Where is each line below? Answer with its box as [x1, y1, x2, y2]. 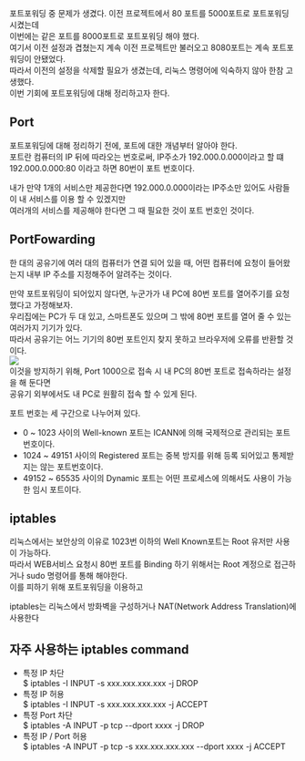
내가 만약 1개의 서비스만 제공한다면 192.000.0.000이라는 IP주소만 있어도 [9, 181, 267, 193]
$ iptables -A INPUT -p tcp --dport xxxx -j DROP [22, 720, 205, 731]
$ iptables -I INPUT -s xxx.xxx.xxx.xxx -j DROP [22, 678, 198, 689]
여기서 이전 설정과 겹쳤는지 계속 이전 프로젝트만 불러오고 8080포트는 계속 [9, 42, 270, 53]
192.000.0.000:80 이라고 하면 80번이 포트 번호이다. [9, 162, 196, 173]
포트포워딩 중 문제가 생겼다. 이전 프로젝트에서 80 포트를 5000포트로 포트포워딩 [9, 8, 290, 18]
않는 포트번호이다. [39, 461, 104, 472]
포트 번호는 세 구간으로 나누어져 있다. [9, 407, 141, 418]
